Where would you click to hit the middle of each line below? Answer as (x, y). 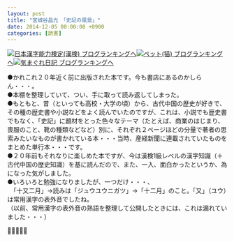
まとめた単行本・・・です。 (47, 147)
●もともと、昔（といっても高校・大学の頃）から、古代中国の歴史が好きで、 (116, 104)
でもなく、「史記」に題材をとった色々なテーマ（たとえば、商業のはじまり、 (116, 121)
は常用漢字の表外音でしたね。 (50, 199)
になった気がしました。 (41, 173)
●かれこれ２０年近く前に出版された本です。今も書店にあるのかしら (105, 77)
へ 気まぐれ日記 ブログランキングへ (60, 63)
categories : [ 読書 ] (35, 33)
